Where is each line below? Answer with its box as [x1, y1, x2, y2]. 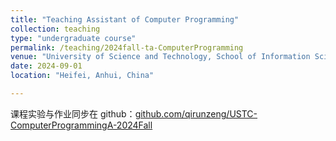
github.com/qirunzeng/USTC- [134, 107, 258, 120]
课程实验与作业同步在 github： [10, 107, 136, 120]
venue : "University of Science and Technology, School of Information [10, 52, 311, 62]
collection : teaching [10, 24, 101, 34]
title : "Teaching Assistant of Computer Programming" [10, 14, 240, 25]
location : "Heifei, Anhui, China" [10, 71, 155, 81]
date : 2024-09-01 [10, 61, 83, 71]
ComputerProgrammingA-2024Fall [10, 119, 153, 131]
